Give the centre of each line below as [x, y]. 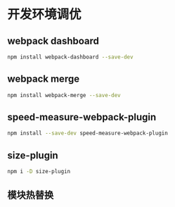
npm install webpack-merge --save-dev [64, 95]
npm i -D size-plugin [39, 172]
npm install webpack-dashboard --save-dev [70, 57]
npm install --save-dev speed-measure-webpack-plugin [88, 133]
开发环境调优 [45, 14]
